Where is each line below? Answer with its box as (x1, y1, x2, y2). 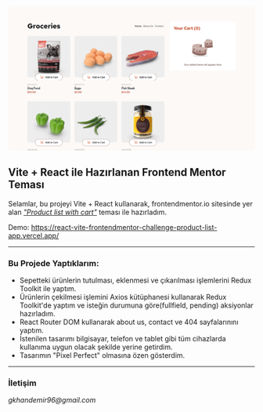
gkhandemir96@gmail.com (8, 396, 96, 405)
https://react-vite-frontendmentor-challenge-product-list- (31, 222, 218, 232)
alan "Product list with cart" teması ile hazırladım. (8, 207, 167, 217)
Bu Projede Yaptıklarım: (8, 257, 99, 268)
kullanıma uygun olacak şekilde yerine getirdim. (19, 342, 173, 352)
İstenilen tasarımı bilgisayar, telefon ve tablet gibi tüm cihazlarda (19, 334, 226, 343)
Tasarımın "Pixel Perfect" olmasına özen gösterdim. (19, 350, 186, 359)
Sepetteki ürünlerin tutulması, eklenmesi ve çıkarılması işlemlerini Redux (19, 275, 252, 285)
